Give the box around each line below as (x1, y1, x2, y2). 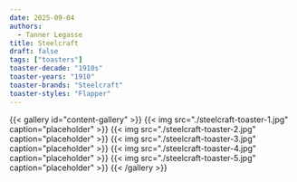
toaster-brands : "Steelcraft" (9, 81, 124, 90)
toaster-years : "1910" (9, 72, 95, 81)
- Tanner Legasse (17, 30, 83, 39)
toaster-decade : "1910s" (9, 64, 103, 73)
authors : (9, 22, 43, 31)
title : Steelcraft (9, 38, 79, 48)
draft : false (9, 47, 59, 56)
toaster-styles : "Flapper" (9, 89, 111, 98)
